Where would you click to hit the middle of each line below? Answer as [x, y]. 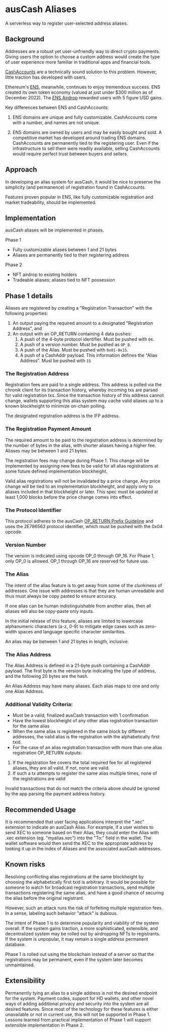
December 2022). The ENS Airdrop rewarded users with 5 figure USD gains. [84, 97]
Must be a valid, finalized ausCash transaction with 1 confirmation [80, 715]
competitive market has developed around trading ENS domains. [79, 138]
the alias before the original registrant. [45, 898]
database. [16, 944]
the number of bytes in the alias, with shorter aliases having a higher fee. [81, 445]
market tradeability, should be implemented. [51, 202]
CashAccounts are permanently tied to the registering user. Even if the [86, 143]
